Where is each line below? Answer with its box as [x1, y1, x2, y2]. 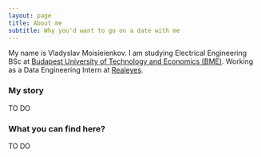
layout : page [8, 11, 52, 20]
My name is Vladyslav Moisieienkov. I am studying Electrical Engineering [8, 49, 247, 58]
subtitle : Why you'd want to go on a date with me [8, 26, 180, 34]
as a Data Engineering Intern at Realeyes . [8, 65, 144, 75]
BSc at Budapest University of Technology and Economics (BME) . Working [8, 57, 254, 66]
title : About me [8, 19, 62, 27]
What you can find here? [8, 123, 106, 134]
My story [8, 85, 44, 96]
